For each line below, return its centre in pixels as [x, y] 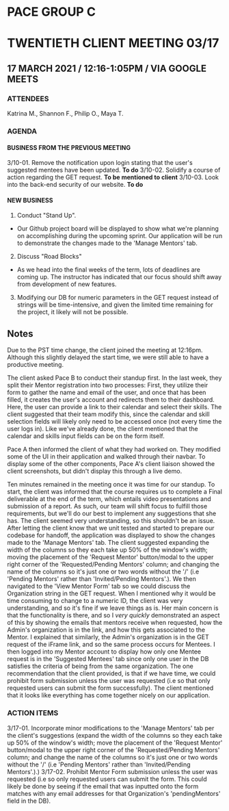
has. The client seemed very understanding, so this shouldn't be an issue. [111, 521]
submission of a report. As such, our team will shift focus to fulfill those [107, 506]
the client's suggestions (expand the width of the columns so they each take [114, 735]
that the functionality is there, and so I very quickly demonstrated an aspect [113, 615]
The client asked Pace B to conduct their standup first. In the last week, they [114, 378]
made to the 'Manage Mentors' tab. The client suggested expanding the [108, 543]
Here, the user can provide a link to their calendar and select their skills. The [114, 407]
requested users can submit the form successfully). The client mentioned [110, 688]
